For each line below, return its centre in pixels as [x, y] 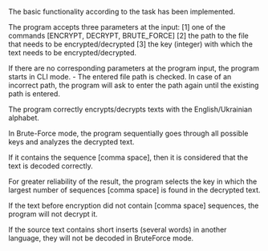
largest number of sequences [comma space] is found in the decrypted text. [134, 190]
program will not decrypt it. [53, 214]
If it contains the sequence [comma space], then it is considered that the [128, 157]
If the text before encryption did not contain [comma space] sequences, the [134, 205]
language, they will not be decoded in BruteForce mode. [101, 238]
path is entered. [34, 94]
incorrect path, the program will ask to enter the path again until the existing [134, 85]
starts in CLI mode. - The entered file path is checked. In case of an [120, 77]
